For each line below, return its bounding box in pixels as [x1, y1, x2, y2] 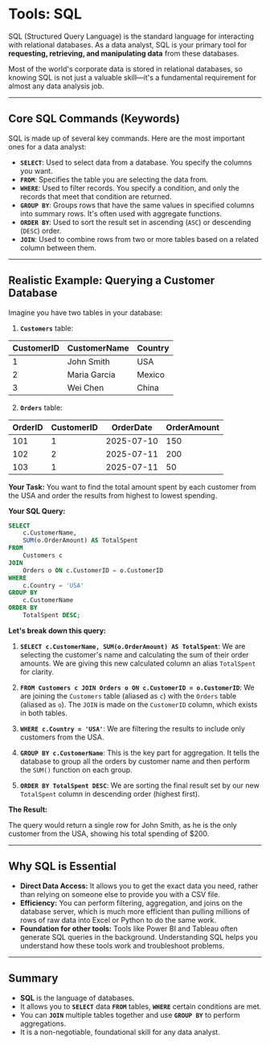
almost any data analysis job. [8, 81, 104, 91]
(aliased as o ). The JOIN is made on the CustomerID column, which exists [19, 699, 258, 709]
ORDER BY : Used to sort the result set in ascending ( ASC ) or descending [19, 217, 252, 227]
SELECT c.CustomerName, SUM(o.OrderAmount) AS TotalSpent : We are [19, 641, 246, 651]
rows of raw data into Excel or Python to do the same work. [19, 915, 217, 924]
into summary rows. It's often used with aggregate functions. [19, 208, 223, 218]
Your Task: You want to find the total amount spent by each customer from [8, 482, 256, 491]
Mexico [137, 369, 165, 380]
